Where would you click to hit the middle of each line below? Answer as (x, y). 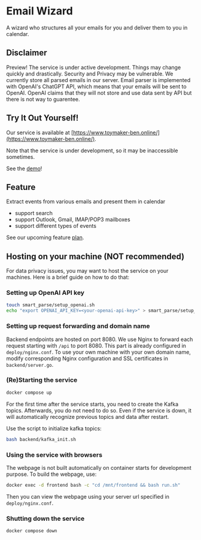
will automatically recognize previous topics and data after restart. (88, 417)
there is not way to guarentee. (43, 99)
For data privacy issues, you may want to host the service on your (87, 271)
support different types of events (56, 226)
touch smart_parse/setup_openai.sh (51, 305)
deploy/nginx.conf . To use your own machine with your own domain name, (99, 352)
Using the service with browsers (54, 455)
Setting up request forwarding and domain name (78, 326)
